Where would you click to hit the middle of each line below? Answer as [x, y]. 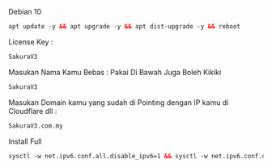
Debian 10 [25, 12]
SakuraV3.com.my [36, 126]
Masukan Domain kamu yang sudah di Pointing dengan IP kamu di [119, 102]
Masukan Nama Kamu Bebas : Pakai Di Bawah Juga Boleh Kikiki [115, 72]
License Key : [31, 42]
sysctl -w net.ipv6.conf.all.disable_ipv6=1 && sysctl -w [108, 156]
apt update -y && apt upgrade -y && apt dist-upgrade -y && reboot [125, 27]
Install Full [25, 141]
